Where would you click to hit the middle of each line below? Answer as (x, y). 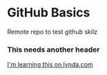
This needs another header (53, 50)
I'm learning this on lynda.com (50, 65)
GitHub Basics (49, 13)
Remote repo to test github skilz (52, 32)
